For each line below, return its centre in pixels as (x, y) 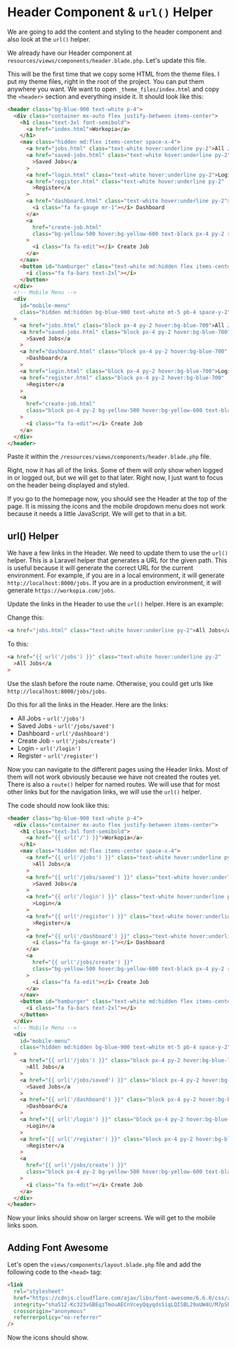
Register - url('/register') (58, 756)
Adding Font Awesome (58, 1247)
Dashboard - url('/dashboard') (64, 733)
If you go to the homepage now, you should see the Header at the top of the (117, 499)
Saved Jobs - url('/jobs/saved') (66, 725)
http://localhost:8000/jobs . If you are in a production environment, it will (114, 583)
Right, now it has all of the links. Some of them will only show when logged (115, 470)
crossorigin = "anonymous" (50, 1311)
